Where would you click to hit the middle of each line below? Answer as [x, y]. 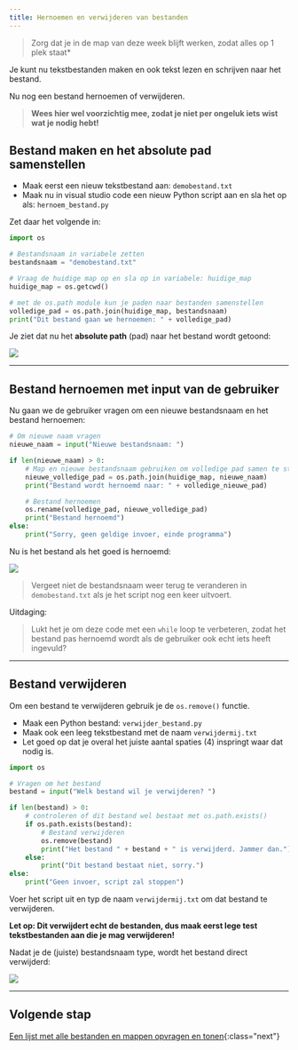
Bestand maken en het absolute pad [110, 151]
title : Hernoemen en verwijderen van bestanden [99, 17]
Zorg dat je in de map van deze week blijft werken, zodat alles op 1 [153, 43]
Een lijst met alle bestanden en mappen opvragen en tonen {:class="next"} [145, 1036]
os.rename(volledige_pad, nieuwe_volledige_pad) [117, 510]
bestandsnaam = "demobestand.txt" [73, 263]
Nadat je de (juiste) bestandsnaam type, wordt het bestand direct [129, 952]
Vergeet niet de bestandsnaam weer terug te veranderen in [139, 585]
